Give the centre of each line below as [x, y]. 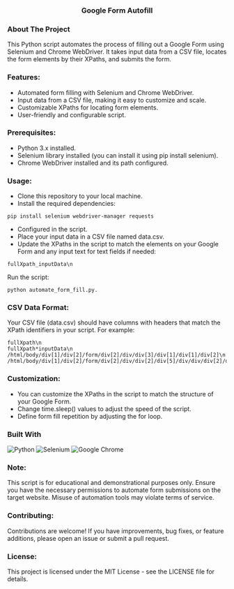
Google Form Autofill [117, 10]
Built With [24, 434]
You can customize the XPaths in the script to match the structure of [115, 394]
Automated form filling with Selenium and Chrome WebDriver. [106, 92]
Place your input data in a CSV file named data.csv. [91, 237]
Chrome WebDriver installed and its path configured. [93, 163]
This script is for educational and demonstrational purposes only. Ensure [111, 483]
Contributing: [31, 516]
